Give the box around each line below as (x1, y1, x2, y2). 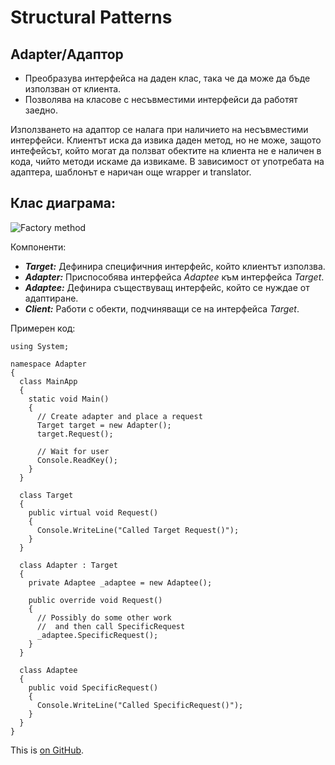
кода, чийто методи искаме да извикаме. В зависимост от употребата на (10, 156, 325, 167)
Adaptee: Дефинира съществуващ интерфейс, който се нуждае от (24, 281, 310, 293)
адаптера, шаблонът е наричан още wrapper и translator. (10, 166, 252, 178)
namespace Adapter (10, 359, 87, 369)
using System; (10, 341, 70, 351)
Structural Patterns (10, 6, 173, 29)
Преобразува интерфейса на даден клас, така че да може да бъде (24, 72, 311, 84)
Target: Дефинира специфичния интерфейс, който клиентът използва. (24, 260, 326, 272)
